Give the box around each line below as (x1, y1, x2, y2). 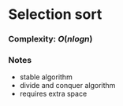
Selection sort (8, 5, 102, 24)
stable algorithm (19, 72, 73, 82)
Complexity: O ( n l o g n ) (8, 34, 93, 45)
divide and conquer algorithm (19, 81, 116, 90)
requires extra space (19, 89, 88, 99)
